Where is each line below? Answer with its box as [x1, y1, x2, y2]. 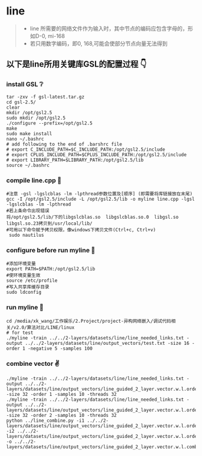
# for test [6, 329, 34, 336]
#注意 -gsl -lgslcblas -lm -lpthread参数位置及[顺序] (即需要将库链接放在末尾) [6, 190, 193, 196]
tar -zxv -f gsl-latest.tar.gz [6, 94, 85, 100]
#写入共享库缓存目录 [6, 284, 50, 290]
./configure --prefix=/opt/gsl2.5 [6, 120, 93, 126]
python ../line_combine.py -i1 [6, 418, 85, 424]
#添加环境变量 [6, 261, 36, 267]
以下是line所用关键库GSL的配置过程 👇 [6, 59, 147, 70]
